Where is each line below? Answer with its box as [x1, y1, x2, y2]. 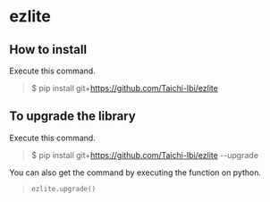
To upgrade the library [9, 109, 136, 124]
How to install [9, 42, 88, 57]
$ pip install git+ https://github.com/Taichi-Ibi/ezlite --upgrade [30, 149, 259, 160]
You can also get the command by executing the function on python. [9, 167, 262, 178]
